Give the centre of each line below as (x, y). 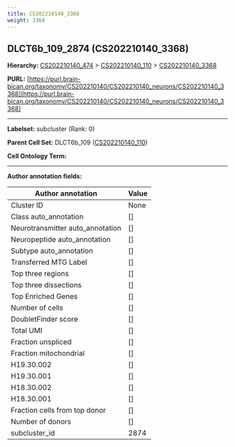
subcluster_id (33, 433)
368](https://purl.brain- (41, 94)
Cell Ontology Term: (37, 156)
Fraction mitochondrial (48, 353)
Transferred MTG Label (49, 262)
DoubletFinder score (44, 319)
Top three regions (40, 274)
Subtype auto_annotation (52, 251)
